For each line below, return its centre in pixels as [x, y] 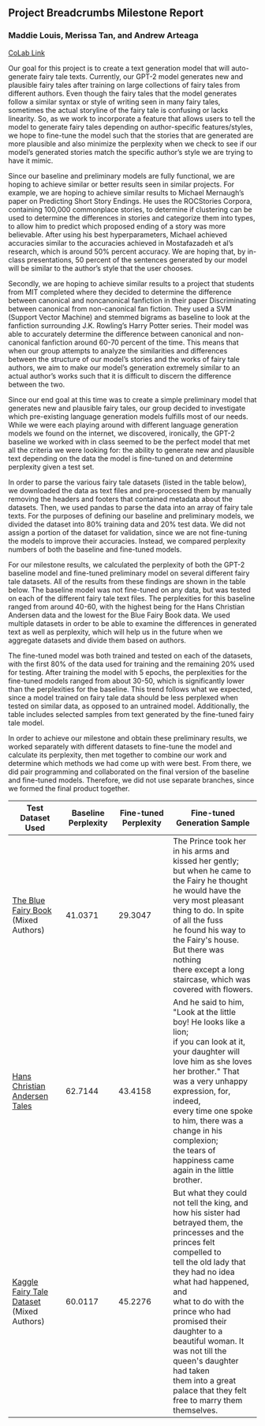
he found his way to [209, 930]
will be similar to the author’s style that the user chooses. [101, 268]
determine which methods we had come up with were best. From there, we [130, 763]
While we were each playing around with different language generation [123, 424]
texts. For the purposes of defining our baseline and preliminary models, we [131, 515]
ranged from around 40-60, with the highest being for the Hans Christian [127, 606]
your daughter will [207, 1051]
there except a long [209, 969]
